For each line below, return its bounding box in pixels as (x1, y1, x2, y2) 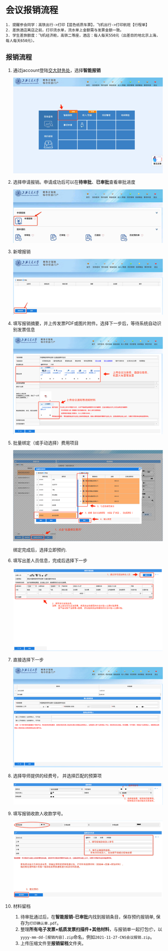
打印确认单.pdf (29, 921, 57, 926)
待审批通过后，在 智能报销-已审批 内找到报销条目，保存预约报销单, (20, 914, 155, 920)
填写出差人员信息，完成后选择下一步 (12, 557, 88, 563)
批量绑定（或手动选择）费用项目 (12, 440, 79, 446)
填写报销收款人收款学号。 (12, 810, 66, 816)
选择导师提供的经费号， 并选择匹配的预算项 (12, 772, 102, 779)
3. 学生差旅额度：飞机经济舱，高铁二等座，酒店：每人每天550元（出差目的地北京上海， (5, 33, 160, 38)
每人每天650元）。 (5, 38, 37, 43)
